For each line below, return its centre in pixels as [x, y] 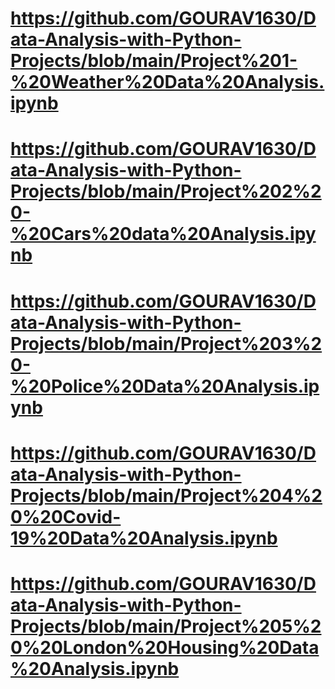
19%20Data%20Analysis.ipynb [144, 538]
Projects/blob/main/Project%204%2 [166, 495]
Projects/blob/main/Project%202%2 [166, 191]
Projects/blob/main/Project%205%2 [166, 626]
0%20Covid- [66, 516]
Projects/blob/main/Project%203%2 [166, 343]
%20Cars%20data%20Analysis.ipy [163, 234]
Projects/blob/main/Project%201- [154, 61]
